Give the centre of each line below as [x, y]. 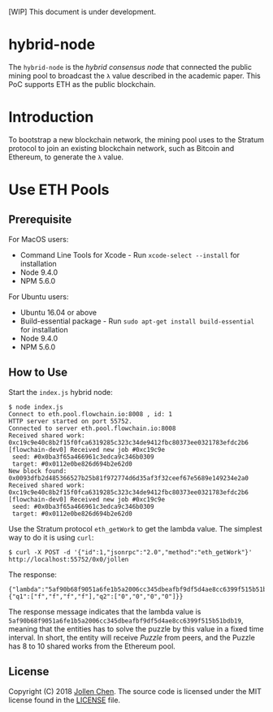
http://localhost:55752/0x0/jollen [69, 559]
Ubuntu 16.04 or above [58, 312]
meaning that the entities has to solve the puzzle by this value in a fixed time [136, 628]
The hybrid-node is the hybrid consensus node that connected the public [130, 67]
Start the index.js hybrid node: [61, 392]
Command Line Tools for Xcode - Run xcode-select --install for [130, 254]
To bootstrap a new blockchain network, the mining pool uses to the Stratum [136, 139]
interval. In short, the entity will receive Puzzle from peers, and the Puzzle [132, 637]
